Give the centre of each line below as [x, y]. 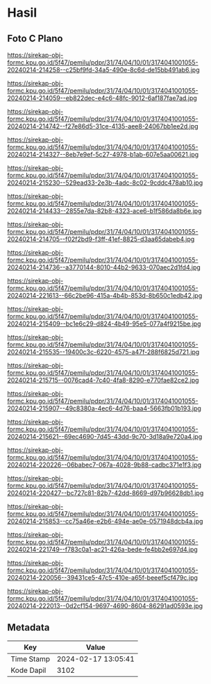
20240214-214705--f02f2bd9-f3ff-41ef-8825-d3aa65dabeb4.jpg [101, 239]
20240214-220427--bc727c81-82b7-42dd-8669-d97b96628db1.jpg [105, 493]
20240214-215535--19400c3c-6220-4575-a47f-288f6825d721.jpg [103, 352]
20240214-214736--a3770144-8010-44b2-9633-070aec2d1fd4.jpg [104, 267]
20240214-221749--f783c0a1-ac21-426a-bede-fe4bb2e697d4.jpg [102, 549]
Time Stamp [31, 659]
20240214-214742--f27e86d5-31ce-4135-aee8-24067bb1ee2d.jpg [103, 126]
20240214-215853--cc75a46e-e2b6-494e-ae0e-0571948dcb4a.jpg [105, 521]
